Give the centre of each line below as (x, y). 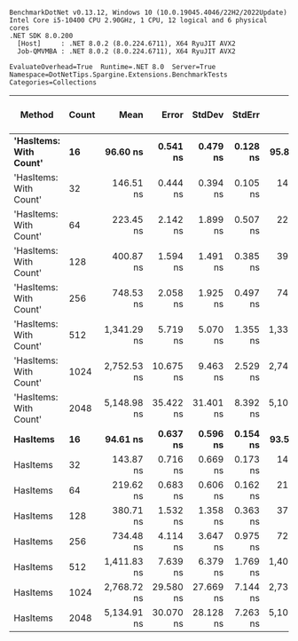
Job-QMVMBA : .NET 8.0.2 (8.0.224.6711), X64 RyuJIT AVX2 (127, 51)
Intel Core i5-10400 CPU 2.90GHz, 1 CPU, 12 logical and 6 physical (138, 20)
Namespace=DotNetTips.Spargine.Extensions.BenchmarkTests (118, 75)
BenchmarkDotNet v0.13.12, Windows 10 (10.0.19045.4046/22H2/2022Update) (149, 12)
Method (37, 115)
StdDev (208, 115)
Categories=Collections (53, 83)
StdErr (246, 115)
